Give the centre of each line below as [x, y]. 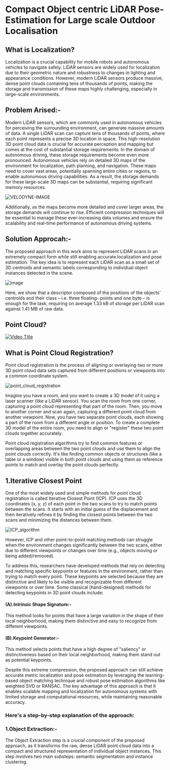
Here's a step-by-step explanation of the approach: [70, 716]
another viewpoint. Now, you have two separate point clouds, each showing [84, 417]
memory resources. [26, 187]
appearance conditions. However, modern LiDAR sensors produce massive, [84, 78]
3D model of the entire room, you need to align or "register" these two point [84, 428]
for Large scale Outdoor [104, 20]
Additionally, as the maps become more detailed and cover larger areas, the [84, 207]
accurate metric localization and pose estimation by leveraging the [75, 675]
